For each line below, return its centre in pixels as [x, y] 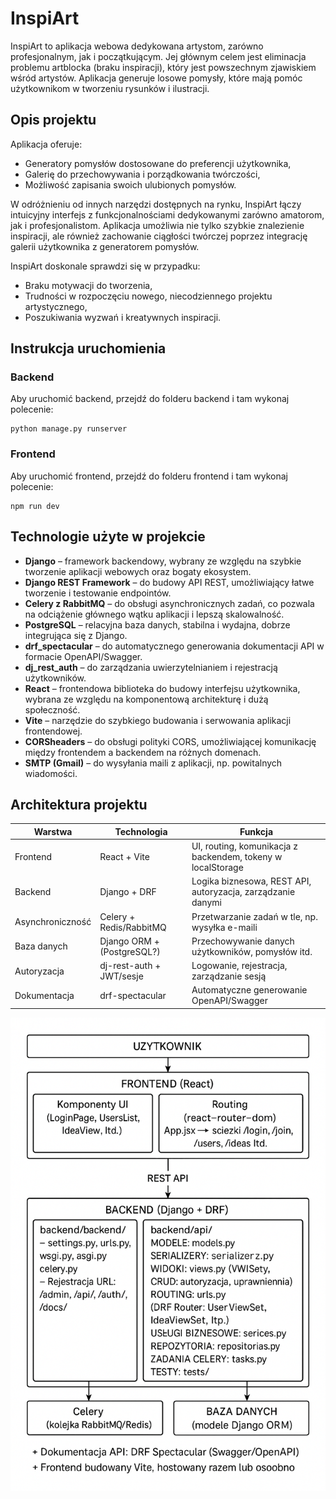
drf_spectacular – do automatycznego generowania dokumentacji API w [174, 646]
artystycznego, [56, 306]
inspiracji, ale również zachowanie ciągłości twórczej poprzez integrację [159, 236]
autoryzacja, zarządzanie [243, 892]
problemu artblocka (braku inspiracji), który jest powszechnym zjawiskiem [163, 67]
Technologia [141, 831]
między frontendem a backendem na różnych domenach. [143, 752]
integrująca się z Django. [76, 635]
